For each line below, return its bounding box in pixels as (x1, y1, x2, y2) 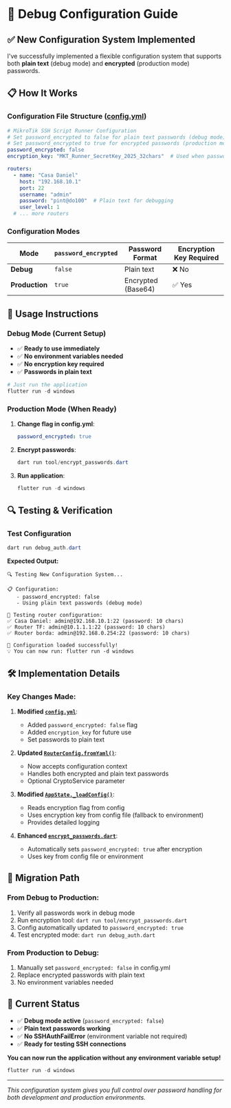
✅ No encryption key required (16, 360, 104, 368)
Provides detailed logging (27, 818, 100, 827)
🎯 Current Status (7, 998, 80, 1010)
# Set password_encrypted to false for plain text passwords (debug (7, 134, 208, 141)
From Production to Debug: (7, 948, 100, 958)
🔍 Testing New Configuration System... (7, 571, 124, 578)
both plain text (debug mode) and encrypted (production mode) (7, 59, 190, 68)
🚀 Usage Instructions (7, 308, 99, 319)
